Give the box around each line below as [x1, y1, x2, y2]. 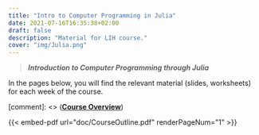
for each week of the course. [8, 87, 104, 96]
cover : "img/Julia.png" [8, 41, 88, 49]
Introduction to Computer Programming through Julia [27, 63, 210, 72]
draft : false [8, 26, 52, 34]
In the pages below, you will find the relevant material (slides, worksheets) [8, 79, 252, 88]
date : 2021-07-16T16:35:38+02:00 [8, 19, 120, 27]
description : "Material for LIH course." [8, 33, 148, 42]
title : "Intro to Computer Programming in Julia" [8, 11, 177, 20]
